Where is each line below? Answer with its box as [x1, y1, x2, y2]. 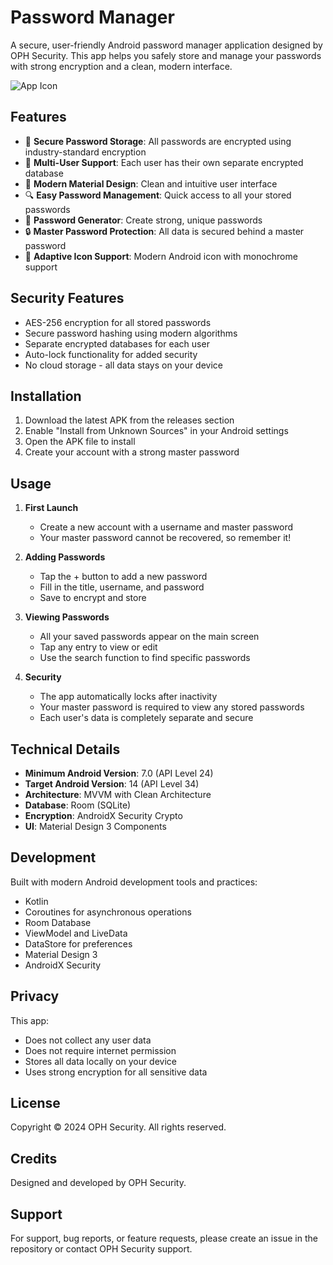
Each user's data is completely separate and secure [39, 712, 254, 724]
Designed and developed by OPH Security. [10, 1177, 187, 1189]
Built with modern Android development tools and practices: [10, 876, 258, 888]
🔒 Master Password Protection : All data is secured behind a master [24, 225, 305, 237]
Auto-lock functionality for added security [24, 348, 198, 360]
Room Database [24, 916, 92, 928]
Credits [10, 1150, 58, 1167]
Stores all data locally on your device [24, 1055, 178, 1067]
